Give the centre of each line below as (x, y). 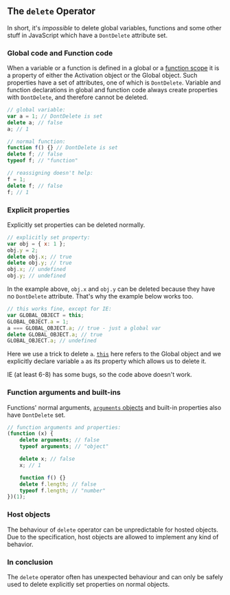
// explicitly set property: (49, 237)
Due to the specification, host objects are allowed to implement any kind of (113, 537)
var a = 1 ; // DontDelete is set (55, 116)
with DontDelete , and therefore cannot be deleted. (78, 97)
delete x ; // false (47, 459)
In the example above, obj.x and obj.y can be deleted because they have (111, 289)
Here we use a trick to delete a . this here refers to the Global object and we (114, 354)
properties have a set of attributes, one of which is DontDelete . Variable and (114, 83)
